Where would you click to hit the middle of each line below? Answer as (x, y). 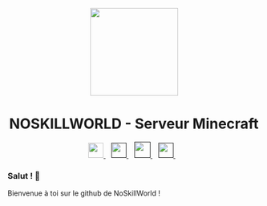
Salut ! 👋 (24, 176)
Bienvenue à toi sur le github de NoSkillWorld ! (84, 193)
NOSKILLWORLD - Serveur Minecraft (134, 124)
